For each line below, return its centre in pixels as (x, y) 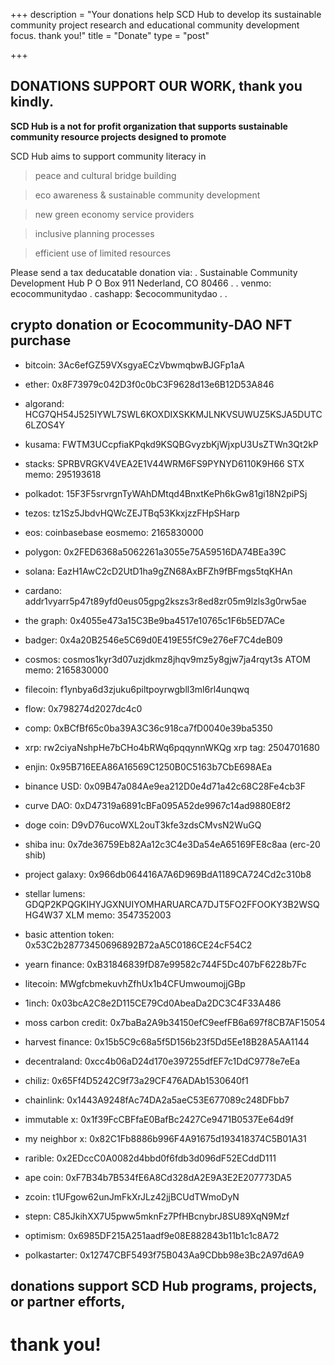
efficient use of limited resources (103, 253)
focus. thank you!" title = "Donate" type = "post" (110, 35)
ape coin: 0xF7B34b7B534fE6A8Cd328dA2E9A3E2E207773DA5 (158, 1177)
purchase (41, 340)
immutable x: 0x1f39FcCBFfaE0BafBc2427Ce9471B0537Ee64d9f (159, 1119)
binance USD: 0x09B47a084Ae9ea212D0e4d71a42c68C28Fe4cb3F (165, 786)
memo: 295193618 (63, 474)
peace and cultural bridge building (105, 175)
